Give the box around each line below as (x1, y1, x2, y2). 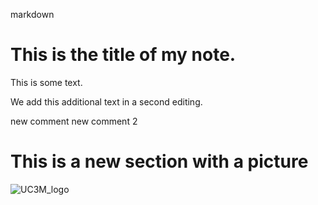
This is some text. (10, 76, 83, 88)
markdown (10, 9, 55, 20)
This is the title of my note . (10, 44, 237, 66)
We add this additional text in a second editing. (10, 95, 203, 108)
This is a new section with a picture (10, 150, 309, 173)
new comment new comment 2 (10, 115, 138, 127)
